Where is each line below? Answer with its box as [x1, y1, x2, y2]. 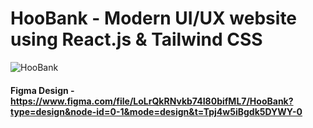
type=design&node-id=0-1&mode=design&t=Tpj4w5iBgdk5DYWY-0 [10, 105, 303, 117]
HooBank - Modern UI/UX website [10, 7, 298, 30]
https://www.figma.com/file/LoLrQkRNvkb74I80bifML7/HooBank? [10, 95, 294, 107]
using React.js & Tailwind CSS [10, 28, 263, 51]
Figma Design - [10, 84, 75, 96]
